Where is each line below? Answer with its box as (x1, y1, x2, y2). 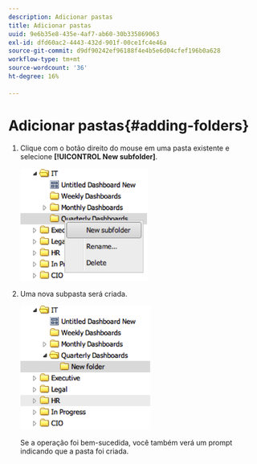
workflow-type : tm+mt (8, 55, 81, 64)
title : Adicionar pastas (8, 21, 92, 30)
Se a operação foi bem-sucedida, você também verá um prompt (19, 437, 233, 447)
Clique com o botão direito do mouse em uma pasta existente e (19, 143, 230, 153)
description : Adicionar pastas (8, 13, 113, 21)
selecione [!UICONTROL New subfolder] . (19, 151, 158, 161)
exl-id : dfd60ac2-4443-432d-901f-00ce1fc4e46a (8, 39, 167, 47)
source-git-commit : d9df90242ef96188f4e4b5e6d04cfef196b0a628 (8, 47, 221, 55)
